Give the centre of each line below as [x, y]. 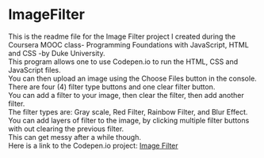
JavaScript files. [34, 70]
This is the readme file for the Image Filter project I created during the [122, 36]
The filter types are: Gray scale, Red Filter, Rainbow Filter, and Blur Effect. [128, 111]
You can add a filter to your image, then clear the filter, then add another [126, 95]
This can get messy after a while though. [75, 137]
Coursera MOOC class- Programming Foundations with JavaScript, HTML [129, 44]
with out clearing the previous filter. [66, 129]
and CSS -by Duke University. [57, 53]
